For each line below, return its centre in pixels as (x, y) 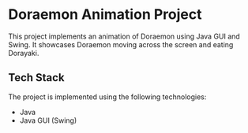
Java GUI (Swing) (48, 120)
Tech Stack (36, 78)
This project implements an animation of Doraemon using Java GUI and (124, 36)
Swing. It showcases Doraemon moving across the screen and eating (121, 44)
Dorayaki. (24, 53)
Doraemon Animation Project (105, 15)
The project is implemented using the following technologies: (107, 97)
